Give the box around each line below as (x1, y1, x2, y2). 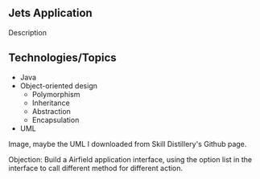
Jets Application (8, 6, 93, 20)
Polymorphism (31, 89, 80, 99)
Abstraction (31, 106, 71, 116)
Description (8, 27, 47, 37)
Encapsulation (31, 115, 80, 124)
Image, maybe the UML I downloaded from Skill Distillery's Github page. (8, 139, 247, 148)
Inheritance (31, 98, 70, 108)
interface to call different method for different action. (8, 163, 184, 173)
